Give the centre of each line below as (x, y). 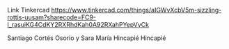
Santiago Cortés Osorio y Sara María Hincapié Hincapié (87, 38)
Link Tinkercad (29, 10)
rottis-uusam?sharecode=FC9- (52, 17)
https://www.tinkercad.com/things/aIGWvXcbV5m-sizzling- (136, 10)
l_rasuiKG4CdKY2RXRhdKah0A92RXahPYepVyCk (78, 24)
